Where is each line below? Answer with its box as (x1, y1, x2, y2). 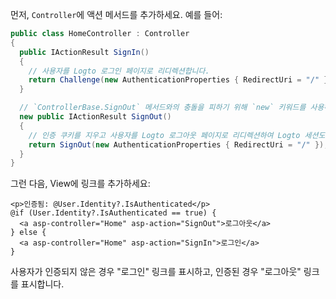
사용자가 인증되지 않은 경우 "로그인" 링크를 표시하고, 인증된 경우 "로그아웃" (10, 266, 302, 278)
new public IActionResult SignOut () (19, 112, 172, 122)
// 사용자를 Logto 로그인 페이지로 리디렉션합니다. (28, 66, 210, 76)
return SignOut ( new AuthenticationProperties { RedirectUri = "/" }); (28, 139, 329, 150)
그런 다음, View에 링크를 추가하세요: (10, 178, 151, 190)
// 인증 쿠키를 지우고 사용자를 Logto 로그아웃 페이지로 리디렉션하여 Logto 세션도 (28, 130, 326, 140)
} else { (10, 228, 47, 238)
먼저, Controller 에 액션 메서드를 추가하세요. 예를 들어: (10, 9, 223, 20)
